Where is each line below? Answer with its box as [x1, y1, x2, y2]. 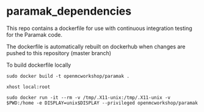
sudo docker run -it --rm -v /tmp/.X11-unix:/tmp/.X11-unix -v [6, 94, 171, 100]
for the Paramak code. [6, 31, 63, 38]
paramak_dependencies [6, 4, 132, 18]
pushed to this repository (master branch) [6, 49, 112, 56]
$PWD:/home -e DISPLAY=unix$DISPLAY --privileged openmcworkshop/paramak [6, 100, 199, 106]
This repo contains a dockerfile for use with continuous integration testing [6, 24, 192, 32]
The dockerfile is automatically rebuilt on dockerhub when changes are [6, 43, 186, 50]
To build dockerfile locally [6, 61, 71, 69]
